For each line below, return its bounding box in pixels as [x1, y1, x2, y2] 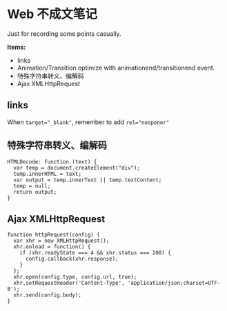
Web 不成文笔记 [7, 6, 98, 22]
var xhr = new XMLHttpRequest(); [13, 237, 110, 245]
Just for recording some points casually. [7, 29, 122, 38]
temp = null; [13, 182, 51, 190]
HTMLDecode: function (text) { [7, 158, 97, 165]
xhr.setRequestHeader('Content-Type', [13, 280, 126, 287]
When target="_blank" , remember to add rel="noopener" [7, 118, 170, 126]
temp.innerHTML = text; [13, 170, 81, 177]
